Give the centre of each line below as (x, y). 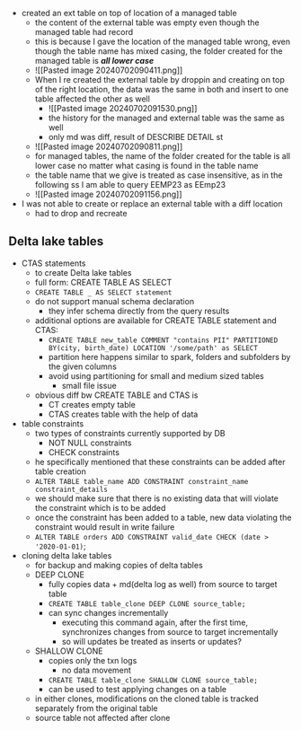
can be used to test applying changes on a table (137, 689)
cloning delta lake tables (66, 555)
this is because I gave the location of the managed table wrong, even (163, 41)
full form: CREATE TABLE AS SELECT (103, 282)
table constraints (53, 423)
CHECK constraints (84, 452)
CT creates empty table (92, 404)
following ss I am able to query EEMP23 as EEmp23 (130, 185)
